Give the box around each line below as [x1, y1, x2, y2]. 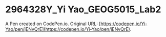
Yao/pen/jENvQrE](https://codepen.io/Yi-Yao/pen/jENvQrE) [5, 26, 131, 32]
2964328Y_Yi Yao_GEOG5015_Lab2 [5, 4, 161, 15]
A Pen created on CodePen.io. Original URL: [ [5, 21, 101, 27]
